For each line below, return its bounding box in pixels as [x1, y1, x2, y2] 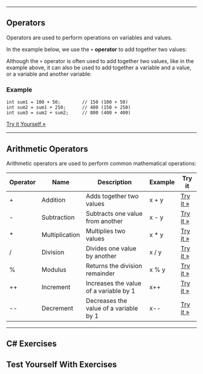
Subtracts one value [85, 209, 143, 218]
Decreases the [85, 296, 127, 305]
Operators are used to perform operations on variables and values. [6, 34, 173, 41]
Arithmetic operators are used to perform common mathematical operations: [6, 159, 196, 167]
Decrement [41, 304, 74, 312]
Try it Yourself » [6, 121, 47, 128]
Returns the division [85, 261, 143, 270]
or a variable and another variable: [6, 70, 92, 78]
